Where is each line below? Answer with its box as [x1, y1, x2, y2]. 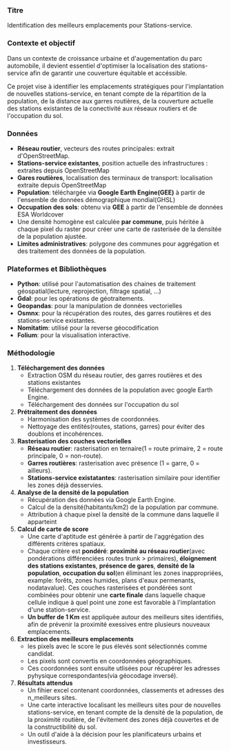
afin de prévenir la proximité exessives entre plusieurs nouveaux [27, 620, 210, 629]
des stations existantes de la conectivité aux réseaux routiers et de [7, 104, 197, 112]
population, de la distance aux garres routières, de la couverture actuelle [7, 97, 214, 105]
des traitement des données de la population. [17, 247, 146, 255]
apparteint [27, 518, 57, 526]
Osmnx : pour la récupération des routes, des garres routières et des [17, 309, 212, 317]
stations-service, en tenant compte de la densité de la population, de [27, 708, 223, 717]
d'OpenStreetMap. [17, 151, 70, 160]
